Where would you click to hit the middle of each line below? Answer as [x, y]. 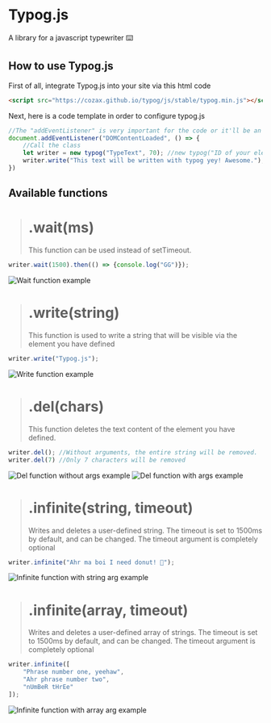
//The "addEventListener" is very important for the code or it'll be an [135, 131]
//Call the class [52, 146]
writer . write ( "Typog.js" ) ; [54, 359]
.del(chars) [66, 407]
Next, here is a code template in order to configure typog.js [107, 115]
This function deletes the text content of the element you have [131, 428]
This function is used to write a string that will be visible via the [133, 336]
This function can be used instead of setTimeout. [110, 250]
